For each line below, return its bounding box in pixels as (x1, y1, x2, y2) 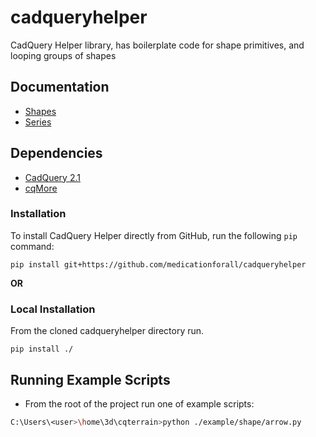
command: (10, 240, 55, 252)
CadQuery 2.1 (24, 171, 81, 183)
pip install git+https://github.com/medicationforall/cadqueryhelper (10, 259, 307, 270)
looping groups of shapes (10, 49, 117, 61)
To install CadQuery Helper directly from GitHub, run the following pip (10, 229, 298, 241)
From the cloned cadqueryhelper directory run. (10, 325, 205, 337)
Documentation (10, 79, 110, 96)
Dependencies (10, 145, 103, 162)
